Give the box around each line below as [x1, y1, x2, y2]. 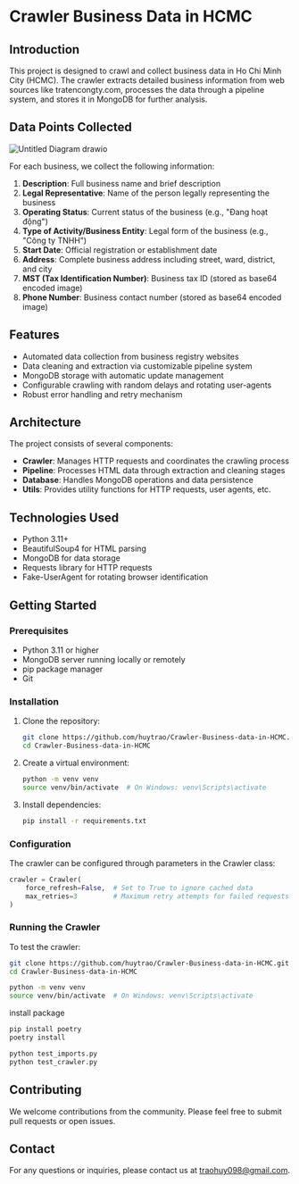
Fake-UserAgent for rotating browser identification [21, 571, 209, 582]
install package [9, 1007, 65, 1019]
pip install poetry [9, 1025, 82, 1034]
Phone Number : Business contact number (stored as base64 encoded [21, 292, 282, 303]
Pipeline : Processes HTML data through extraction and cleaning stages [21, 465, 286, 476]
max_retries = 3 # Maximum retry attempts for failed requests [25, 891, 290, 901]
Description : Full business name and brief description [21, 178, 221, 188]
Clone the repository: [21, 716, 101, 727]
